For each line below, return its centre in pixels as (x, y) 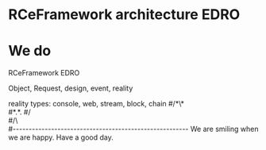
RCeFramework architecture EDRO (124, 15)
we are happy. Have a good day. (61, 137)
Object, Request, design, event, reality (71, 88)
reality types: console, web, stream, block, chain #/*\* (96, 104)
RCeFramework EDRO (44, 73)
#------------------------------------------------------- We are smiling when (133, 129)
